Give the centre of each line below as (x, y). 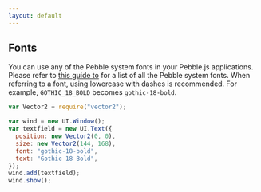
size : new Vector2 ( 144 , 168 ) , (65, 143)
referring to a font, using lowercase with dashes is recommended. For (123, 84)
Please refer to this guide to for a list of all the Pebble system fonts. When (129, 76)
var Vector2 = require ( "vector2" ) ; (67, 107)
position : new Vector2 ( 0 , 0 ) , (65, 136)
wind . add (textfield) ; (44, 173)
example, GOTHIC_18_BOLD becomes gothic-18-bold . (93, 92)
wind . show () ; (30, 181)
